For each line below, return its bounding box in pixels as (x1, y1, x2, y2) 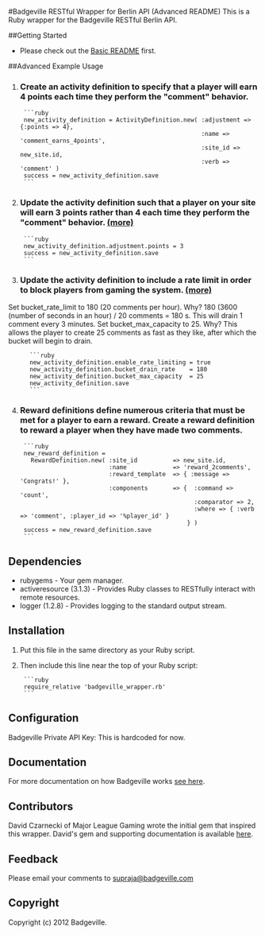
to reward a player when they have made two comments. (19, 425, 244, 436)
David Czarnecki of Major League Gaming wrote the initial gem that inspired (8, 821, 256, 830)
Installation (8, 624, 65, 638)
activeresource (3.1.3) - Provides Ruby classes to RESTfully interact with (19, 584, 255, 593)
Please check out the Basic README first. (19, 46, 156, 55)
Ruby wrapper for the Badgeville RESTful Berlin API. (8, 15, 178, 25)
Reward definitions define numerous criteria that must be (19, 405, 246, 416)
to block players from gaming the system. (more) (19, 284, 213, 295)
